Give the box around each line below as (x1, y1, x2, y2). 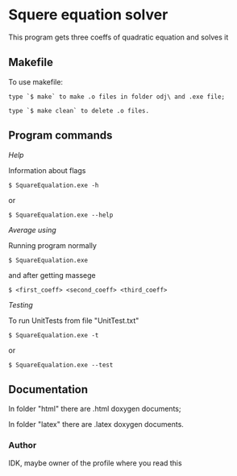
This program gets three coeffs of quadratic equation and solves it (8, 32, 229, 42)
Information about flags (8, 165, 86, 175)
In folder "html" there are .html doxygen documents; (8, 404, 181, 414)
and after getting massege (8, 270, 96, 279)
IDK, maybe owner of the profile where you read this (8, 457, 183, 468)
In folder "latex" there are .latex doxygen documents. (8, 420, 184, 429)
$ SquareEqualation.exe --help (8, 211, 114, 219)
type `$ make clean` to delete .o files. (8, 106, 150, 114)
